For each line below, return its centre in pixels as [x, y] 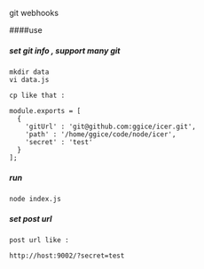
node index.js [35, 199]
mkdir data [29, 72]
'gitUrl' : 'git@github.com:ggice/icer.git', [111, 126]
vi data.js [29, 79]
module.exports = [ [45, 110]
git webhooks [34, 13]
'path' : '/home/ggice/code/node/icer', [101, 134]
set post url [31, 218]
